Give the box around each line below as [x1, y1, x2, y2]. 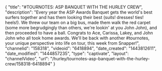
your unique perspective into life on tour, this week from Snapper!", [5, 40, 140, 46]
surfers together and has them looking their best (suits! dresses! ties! [5, 15, 144, 20]
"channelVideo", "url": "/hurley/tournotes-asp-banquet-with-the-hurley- [5, 56, 150, 61]
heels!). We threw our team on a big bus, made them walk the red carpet [5, 19, 151, 25]
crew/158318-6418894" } [5, 61, 56, 67]
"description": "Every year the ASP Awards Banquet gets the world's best [5, 9, 153, 15]
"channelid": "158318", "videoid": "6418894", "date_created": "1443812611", [5, 46, 157, 51]
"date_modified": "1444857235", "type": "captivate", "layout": [5, 51, 129, 56]
